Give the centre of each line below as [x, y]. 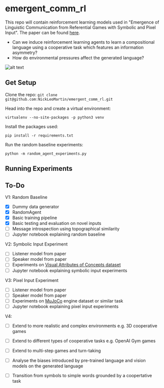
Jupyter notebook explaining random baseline [59, 234]
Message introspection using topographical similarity [66, 229]
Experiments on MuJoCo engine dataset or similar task [68, 301]
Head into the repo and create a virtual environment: [58, 108]
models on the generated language [48, 366]
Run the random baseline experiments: [44, 144]
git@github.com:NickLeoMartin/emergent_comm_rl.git [59, 99]
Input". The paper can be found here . [42, 32]
